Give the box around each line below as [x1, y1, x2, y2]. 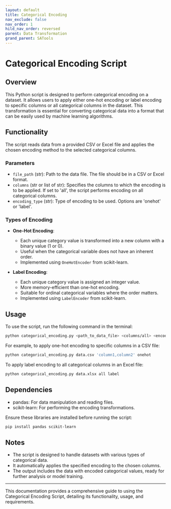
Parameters [5, 159, 35, 166]
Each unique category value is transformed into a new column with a [20, 238, 164, 244]
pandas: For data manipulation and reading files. [12, 399, 115, 405]
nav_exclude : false [5, 17, 47, 22]
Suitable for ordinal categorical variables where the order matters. [20, 290, 159, 296]
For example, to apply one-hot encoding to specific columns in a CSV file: [5, 342, 160, 349]
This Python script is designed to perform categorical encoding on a [5, 91, 149, 97]
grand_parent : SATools [5, 36, 53, 41]
